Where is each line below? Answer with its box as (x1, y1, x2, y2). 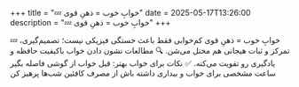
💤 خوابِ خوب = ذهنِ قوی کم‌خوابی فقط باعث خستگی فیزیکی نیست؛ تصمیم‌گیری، (10, 35, 280, 45)
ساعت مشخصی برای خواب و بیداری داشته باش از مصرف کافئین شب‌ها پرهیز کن (10, 68, 276, 78)
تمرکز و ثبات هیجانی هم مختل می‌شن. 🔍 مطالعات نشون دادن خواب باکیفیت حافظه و (10, 46, 290, 55)
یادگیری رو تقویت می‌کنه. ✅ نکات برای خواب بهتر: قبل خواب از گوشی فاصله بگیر (10, 58, 276, 69)
